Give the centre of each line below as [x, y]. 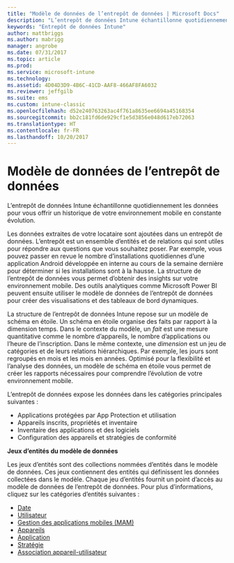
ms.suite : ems [28, 98]
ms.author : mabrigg [36, 40]
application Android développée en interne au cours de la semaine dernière [115, 264]
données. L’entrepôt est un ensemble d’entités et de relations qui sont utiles [116, 241]
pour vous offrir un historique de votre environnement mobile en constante [114, 213]
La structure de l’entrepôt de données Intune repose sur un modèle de [108, 314]
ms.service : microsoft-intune [51, 72]
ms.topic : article [34, 59]
